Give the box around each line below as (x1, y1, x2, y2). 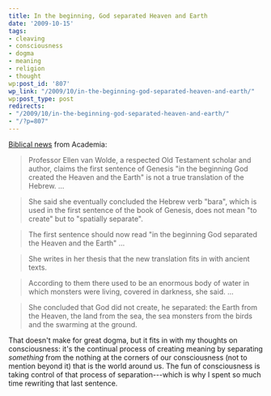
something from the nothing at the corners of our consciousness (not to (8, 352, 248, 362)
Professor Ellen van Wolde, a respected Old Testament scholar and (28, 155, 252, 164)
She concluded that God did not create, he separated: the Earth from (28, 302, 257, 312)
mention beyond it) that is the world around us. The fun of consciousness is (8, 361, 260, 371)
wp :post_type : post (8, 95, 74, 103)
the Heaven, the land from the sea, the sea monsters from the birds (28, 311, 253, 321)
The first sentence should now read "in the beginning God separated (28, 229, 257, 239)
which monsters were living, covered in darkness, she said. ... (28, 287, 235, 296)
